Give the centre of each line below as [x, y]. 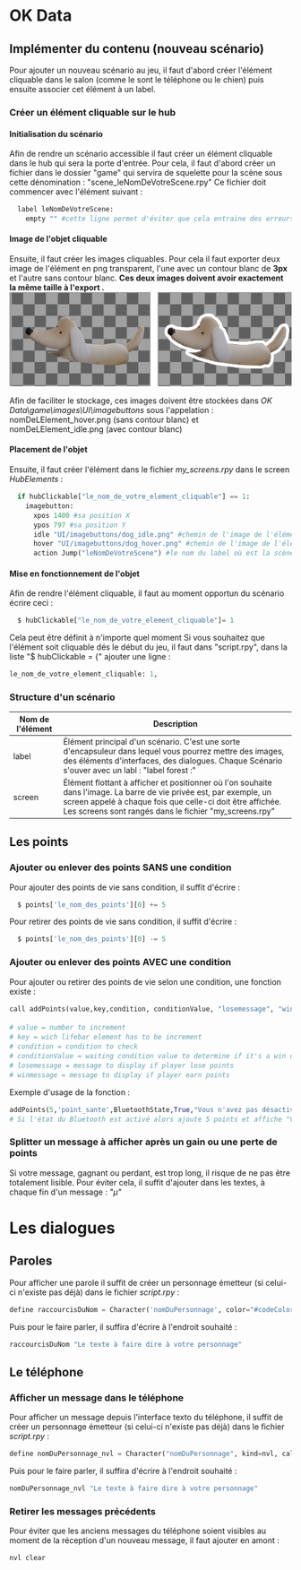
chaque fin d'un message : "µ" [66, 1192]
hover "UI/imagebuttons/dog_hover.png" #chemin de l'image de [151, 544]
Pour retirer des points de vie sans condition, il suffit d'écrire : [123, 922]
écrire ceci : [31, 603]
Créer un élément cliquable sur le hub [93, 112]
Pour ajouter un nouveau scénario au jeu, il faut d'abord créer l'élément [141, 70]
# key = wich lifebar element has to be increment [106, 1037]
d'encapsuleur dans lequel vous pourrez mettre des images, [174, 751]
